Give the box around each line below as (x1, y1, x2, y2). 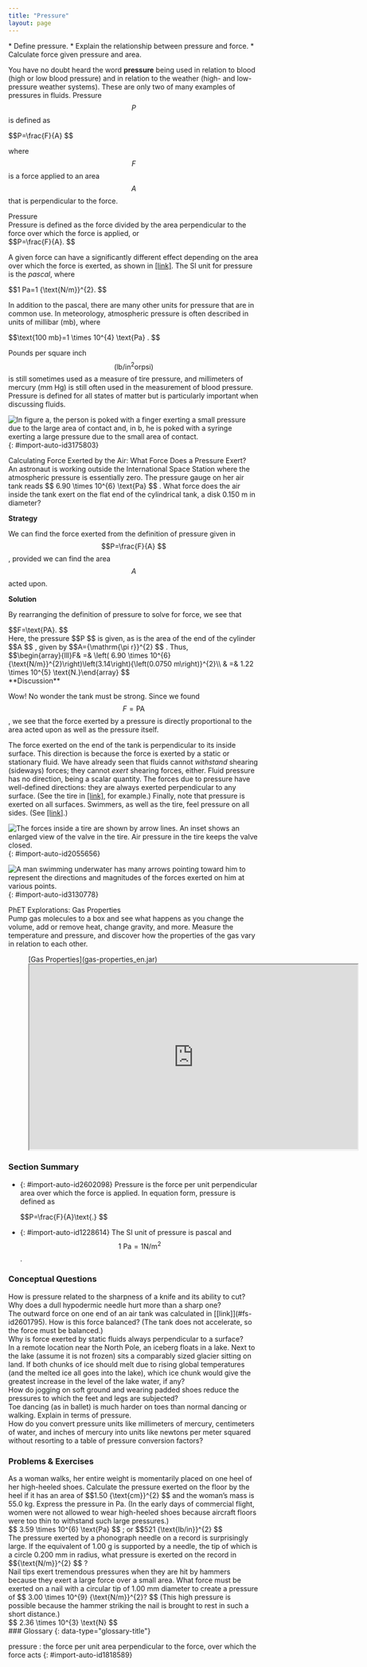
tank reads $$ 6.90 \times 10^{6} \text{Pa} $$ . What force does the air (8, 482, 240, 491)
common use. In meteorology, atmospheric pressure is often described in (8, 309, 249, 318)
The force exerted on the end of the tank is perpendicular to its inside (8, 741, 236, 750)
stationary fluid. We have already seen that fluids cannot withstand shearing (8, 757, 259, 767)
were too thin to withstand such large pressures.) (8, 1516, 170, 1526)
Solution (8, 595, 37, 604)
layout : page (8, 19, 52, 27)
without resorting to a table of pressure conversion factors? (8, 1436, 204, 1445)
